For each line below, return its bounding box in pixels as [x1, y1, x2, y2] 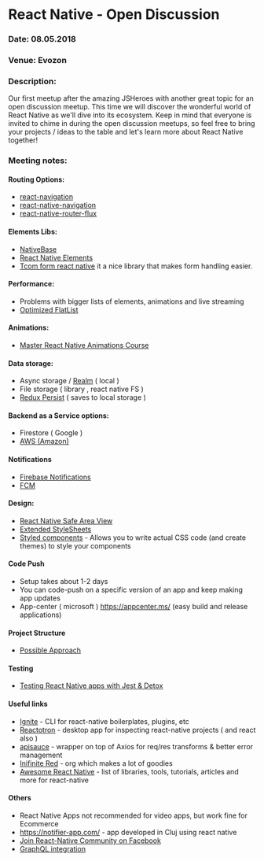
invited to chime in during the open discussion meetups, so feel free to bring [8, 119, 255, 128]
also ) [19, 734, 38, 743]
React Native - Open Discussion [8, 6, 220, 24]
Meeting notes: [8, 155, 68, 166]
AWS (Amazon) [19, 437, 69, 446]
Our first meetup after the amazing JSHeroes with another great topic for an [8, 94, 254, 103]
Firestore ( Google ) [19, 428, 83, 438]
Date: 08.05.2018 [8, 34, 76, 45]
